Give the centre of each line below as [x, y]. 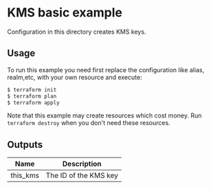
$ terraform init [32, 90]
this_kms [25, 175]
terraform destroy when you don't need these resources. [89, 123]
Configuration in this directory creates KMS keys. [77, 32]
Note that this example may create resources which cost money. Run [104, 115]
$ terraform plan [32, 96]
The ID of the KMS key [82, 175]
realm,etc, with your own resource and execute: [75, 77]
